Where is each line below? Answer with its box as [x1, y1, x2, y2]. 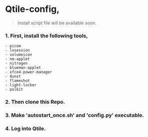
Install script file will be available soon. [17, 20, 97, 26]
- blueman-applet [5, 66, 41, 70]
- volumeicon [5, 52, 32, 58]
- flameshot [5, 78, 30, 83]
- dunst [5, 74, 21, 79]
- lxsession [5, 48, 30, 53]
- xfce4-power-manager [5, 69, 52, 75]
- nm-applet [5, 57, 30, 62]
